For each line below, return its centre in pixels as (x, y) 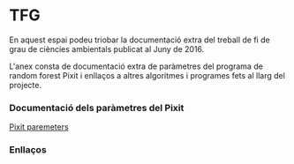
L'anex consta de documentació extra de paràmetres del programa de (136, 66)
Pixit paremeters (39, 127)
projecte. (26, 85)
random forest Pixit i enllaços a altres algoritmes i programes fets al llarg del (147, 75)
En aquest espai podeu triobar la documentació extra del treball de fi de (140, 40)
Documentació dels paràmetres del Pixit (97, 108)
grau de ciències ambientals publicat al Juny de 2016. (107, 48)
